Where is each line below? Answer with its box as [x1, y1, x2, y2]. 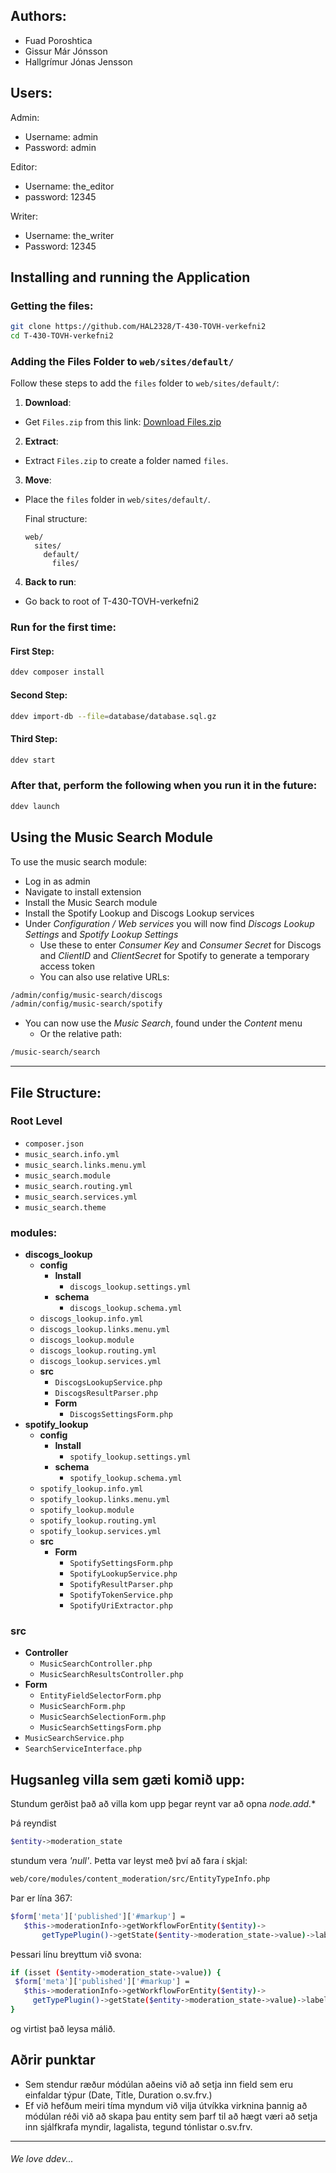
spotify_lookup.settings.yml [69, 1452, 192, 1463]
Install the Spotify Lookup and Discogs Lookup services [24, 907, 255, 919]
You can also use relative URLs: [39, 970, 170, 983]
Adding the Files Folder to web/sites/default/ [10, 354, 235, 368]
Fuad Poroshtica [24, 34, 93, 46]
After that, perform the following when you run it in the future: [10, 779, 318, 793]
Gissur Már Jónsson [24, 45, 108, 57]
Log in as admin [24, 875, 91, 887]
